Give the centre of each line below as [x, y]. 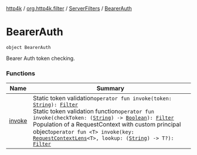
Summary [111, 89]
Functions [21, 73]
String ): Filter [55, 105]
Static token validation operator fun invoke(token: [102, 98]
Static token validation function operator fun [94, 111]
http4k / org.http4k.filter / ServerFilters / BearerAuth [69, 8]
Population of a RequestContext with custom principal [107, 125]
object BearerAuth [28, 47]
